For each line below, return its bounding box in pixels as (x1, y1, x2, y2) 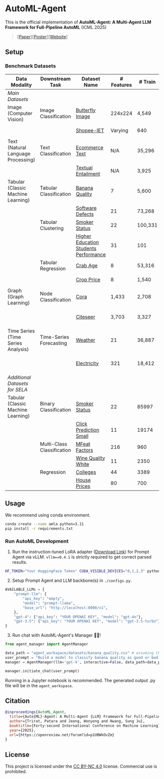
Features (111, 81, 132, 88)
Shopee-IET (75, 127, 104, 134)
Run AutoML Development (5, 538, 69, 545)
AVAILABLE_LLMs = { (5, 587, 45, 592)
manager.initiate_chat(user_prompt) (5, 668, 80, 673)
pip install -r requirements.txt (5, 526, 73, 531)
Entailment (75, 170, 101, 177)
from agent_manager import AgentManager (5, 642, 89, 647)
